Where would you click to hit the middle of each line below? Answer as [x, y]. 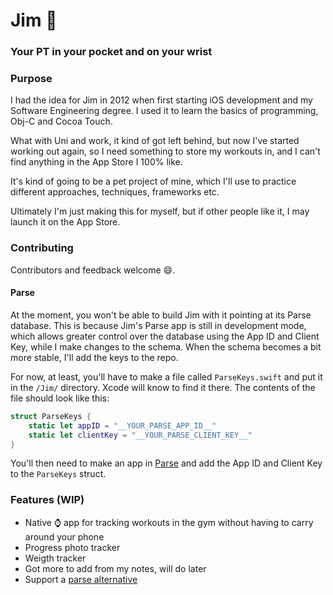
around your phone [64, 536]
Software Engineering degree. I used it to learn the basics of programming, [164, 111]
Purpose [31, 79]
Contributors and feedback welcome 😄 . [93, 270]
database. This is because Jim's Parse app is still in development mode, [158, 325]
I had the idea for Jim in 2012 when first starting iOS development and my [161, 100]
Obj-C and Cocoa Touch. [61, 121]
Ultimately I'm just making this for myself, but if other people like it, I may [160, 211]
